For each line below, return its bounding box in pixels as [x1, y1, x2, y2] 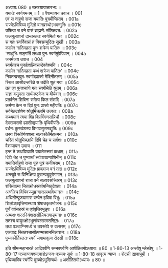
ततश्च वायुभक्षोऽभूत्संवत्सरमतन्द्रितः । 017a [5, 218, 74, 223]
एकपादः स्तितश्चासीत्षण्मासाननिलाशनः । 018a [5, 229, 81, 235]
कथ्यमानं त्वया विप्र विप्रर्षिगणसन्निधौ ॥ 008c [5, 114, 76, 120]
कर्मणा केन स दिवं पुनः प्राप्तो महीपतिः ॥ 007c [5, 102, 78, 108]
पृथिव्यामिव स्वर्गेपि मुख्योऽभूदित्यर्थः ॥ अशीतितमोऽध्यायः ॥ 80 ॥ [5, 257, 106, 263]
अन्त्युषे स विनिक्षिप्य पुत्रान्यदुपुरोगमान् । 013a [5, 172, 78, 177]
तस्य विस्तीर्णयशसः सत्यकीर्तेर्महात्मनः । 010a [5, 131, 78, 137]
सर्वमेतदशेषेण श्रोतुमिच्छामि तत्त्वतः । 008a [5, 108, 73, 114]
